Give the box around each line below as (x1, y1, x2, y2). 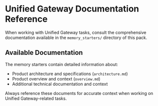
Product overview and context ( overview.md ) (12, 76, 101, 81)
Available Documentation (5, 49, 83, 57)
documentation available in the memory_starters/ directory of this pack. (5, 35, 147, 40)
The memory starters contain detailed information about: (5, 61, 118, 67)
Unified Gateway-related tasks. (5, 95, 67, 101)
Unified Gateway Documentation (5, 3, 140, 14)
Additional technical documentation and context (12, 81, 108, 87)
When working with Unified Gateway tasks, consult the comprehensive (5, 29, 146, 35)
